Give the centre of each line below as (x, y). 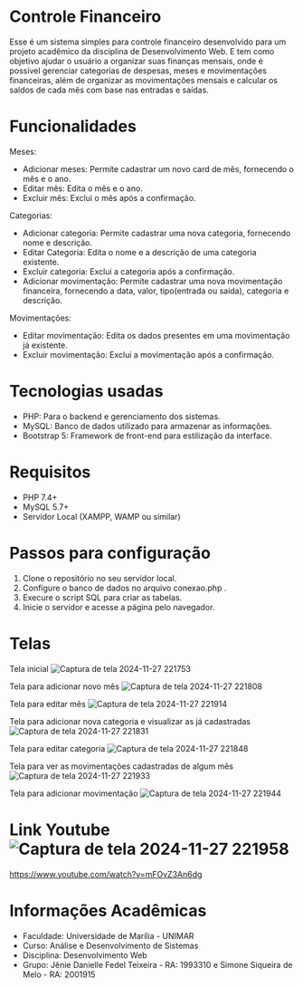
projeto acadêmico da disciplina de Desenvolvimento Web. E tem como (142, 51)
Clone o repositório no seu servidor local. (99, 578)
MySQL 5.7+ (46, 507)
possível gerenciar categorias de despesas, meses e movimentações (138, 71)
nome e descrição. (57, 243)
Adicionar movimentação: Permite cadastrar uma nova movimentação (152, 281)
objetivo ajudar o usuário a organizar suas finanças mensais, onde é (137, 61)
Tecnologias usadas (86, 392)
